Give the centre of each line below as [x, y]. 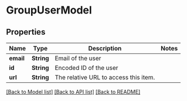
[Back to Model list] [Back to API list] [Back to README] [73, 92]
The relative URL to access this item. [105, 77]
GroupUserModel [49, 10]
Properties [26, 32]
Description [105, 48]
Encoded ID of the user [86, 68]
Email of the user [78, 58]
